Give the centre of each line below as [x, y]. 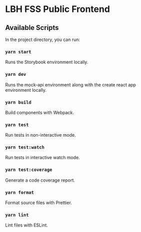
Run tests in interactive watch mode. [43, 158]
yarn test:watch [25, 147]
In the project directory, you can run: [43, 39]
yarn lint [17, 215]
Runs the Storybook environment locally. [47, 62]
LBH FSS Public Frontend [58, 9]
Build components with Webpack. [40, 112]
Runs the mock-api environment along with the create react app [70, 85]
